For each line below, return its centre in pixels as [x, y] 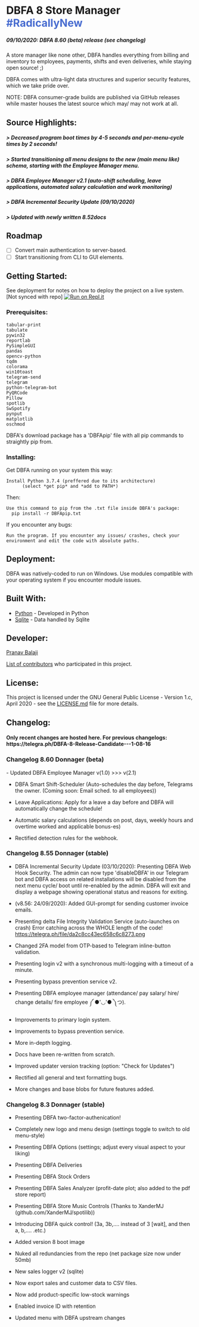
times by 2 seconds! [32, 144]
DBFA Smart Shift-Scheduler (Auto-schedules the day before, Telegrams [104, 784]
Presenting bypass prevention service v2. [66, 982]
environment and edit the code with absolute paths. [73, 541]
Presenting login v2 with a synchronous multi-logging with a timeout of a [104, 964]
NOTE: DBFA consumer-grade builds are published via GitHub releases [93, 97]
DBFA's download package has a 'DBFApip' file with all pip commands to [95, 435]
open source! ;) [25, 68]
